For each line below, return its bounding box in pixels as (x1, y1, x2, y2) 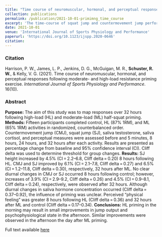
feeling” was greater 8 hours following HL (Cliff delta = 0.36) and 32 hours (5, 197, 152, 203)
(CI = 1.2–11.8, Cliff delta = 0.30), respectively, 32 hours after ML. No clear (5, 166, 150, 172)
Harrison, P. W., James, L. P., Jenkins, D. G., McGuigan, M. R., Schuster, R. (5, 66, 153, 72)
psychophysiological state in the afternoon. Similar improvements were (5, 212, 146, 218)
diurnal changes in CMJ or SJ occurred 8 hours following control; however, (5, 171, 154, 177)
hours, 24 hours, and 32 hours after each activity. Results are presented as (5, 140, 154, 146)
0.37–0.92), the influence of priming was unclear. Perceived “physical (5, 192, 143, 198)
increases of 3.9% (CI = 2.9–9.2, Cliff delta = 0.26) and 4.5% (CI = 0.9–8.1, (5, 176, 150, 182)
